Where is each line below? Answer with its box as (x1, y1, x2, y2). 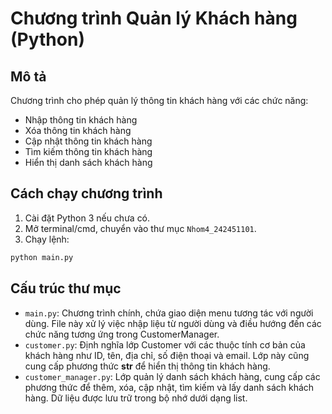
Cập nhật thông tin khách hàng (24, 135, 153, 147)
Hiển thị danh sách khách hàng (24, 157, 153, 168)
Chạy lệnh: (24, 233, 70, 245)
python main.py (10, 252, 74, 262)
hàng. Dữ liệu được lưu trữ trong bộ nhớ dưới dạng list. (24, 392, 248, 404)
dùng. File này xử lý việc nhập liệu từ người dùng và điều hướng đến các (24, 317, 322, 329)
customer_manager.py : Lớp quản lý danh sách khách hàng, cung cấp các (24, 370, 321, 382)
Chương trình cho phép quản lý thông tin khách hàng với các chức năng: (10, 95, 309, 106)
